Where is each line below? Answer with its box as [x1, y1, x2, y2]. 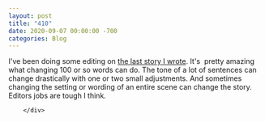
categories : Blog [8, 34, 67, 43]
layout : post [8, 11, 53, 20]
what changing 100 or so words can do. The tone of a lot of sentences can [8, 65, 257, 75]
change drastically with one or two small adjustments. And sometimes [8, 74, 242, 83]
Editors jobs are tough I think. [8, 90, 107, 101]
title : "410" [8, 19, 53, 27]
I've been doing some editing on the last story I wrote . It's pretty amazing [8, 57, 255, 66]
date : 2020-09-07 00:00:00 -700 [8, 27, 118, 35]
